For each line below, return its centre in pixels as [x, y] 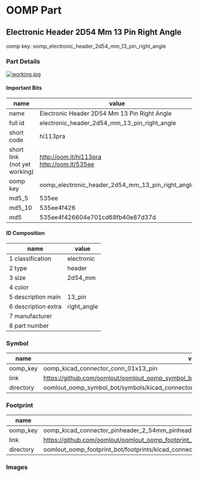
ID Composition [26, 233]
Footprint [20, 405]
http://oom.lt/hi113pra [70, 157]
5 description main [35, 297]
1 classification [30, 258]
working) [22, 172]
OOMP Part [34, 10]
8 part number [29, 325]
